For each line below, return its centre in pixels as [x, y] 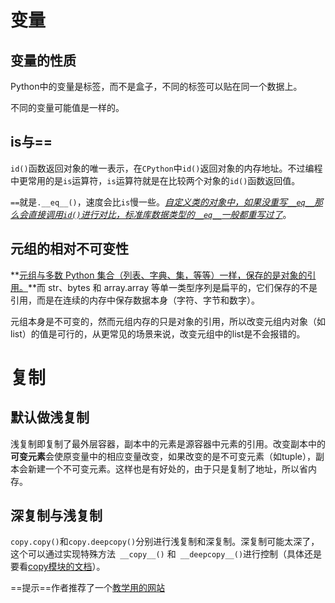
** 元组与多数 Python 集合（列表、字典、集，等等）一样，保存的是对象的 [159, 275]
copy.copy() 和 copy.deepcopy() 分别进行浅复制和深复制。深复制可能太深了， [165, 542]
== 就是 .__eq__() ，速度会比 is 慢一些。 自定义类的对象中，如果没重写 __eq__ [162, 202]
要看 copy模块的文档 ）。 [58, 567]
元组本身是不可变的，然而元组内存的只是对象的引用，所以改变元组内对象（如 [168, 321]
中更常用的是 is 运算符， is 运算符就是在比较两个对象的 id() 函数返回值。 [155, 180]
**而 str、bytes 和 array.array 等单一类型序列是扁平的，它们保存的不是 [173, 287]
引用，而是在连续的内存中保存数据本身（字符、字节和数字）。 [135, 300]
